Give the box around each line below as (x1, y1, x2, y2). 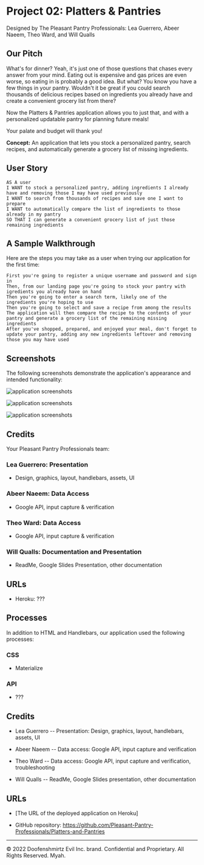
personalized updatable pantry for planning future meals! (6, 115, 149, 122)
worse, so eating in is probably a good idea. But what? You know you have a (6, 77, 197, 85)
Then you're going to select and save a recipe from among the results (6, 305, 191, 311)
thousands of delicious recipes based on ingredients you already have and (6, 90, 193, 98)
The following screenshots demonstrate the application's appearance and (6, 370, 191, 377)
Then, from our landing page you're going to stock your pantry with (6, 283, 186, 290)
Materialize (15, 665, 44, 672)
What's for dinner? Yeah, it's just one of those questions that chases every (6, 65, 192, 72)
